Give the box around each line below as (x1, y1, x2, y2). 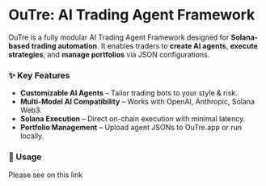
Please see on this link (8, 170, 83, 180)
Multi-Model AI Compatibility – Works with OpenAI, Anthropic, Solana (19, 97, 255, 107)
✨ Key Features (8, 70, 70, 81)
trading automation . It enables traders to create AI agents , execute (31, 40, 259, 50)
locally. (19, 131, 44, 141)
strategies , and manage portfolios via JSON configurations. (8, 49, 210, 59)
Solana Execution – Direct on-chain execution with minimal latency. (19, 114, 246, 124)
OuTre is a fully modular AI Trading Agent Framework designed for (8, 32, 230, 42)
